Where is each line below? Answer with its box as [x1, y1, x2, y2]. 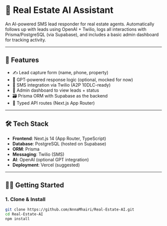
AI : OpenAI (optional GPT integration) [12, 156, 89, 162]
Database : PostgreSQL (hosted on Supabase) [12, 140, 106, 146]
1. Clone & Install [5, 196, 46, 203]
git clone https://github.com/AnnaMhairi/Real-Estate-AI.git [5, 207, 135, 212]
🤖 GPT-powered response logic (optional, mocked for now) [12, 77, 133, 83]
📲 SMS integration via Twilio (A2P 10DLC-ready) [12, 82, 111, 88]
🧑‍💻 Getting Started [5, 181, 64, 189]
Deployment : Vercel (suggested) [12, 162, 80, 168]
